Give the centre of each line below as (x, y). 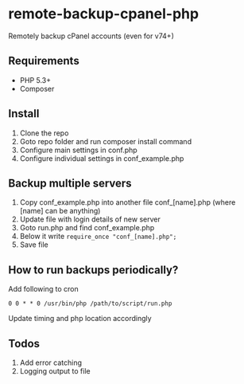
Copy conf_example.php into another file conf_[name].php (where (128, 202)
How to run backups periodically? (93, 270)
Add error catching (50, 362)
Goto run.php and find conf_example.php (87, 228)
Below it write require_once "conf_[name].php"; (98, 237)
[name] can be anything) (60, 211)
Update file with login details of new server (90, 219)
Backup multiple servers (70, 183)
